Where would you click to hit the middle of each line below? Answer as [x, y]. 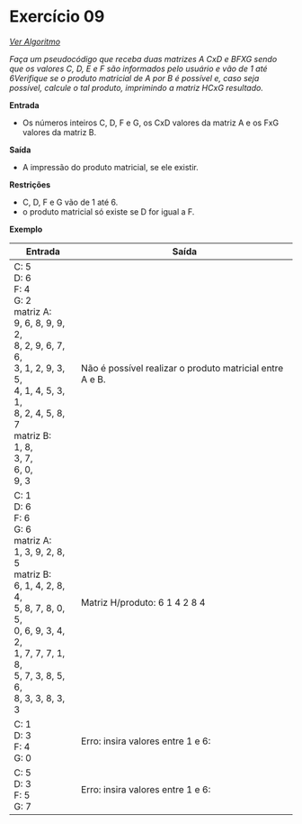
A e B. [93, 379]
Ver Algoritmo [35, 41]
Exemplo [26, 229]
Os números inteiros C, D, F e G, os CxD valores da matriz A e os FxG [151, 123]
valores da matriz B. [59, 132]
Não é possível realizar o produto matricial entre [182, 368]
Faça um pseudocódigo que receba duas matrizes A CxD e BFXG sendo [143, 59]
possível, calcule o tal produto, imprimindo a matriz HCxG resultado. [136, 87]
